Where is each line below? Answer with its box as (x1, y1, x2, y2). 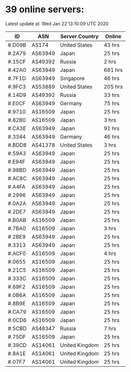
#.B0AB (8, 217, 27, 224)
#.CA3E (8, 125, 27, 132)
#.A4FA (8, 183, 25, 190)
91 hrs (103, 125, 120, 132)
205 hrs (103, 83, 123, 90)
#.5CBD (8, 325, 27, 332)
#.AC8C (8, 174, 27, 182)
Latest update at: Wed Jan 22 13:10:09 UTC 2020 (5, 21, 109, 27)
